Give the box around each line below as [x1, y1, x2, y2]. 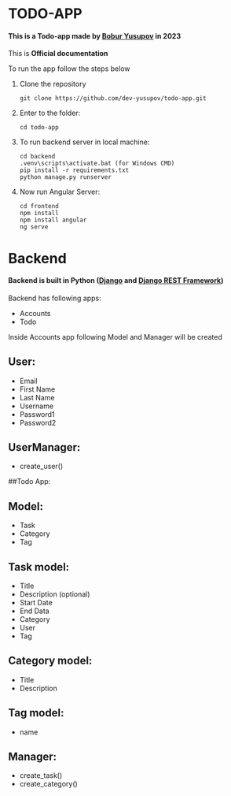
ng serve [19, 223, 49, 231]
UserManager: [8, 441, 81, 454]
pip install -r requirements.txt [19, 166, 130, 174]
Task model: [8, 560, 70, 574]
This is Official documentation [8, 49, 108, 58]
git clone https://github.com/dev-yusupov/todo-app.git [19, 95, 207, 102]
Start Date [19, 598, 53, 608]
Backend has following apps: [8, 293, 101, 303]
